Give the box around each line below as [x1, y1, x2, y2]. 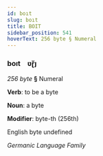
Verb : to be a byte [7, 88, 58, 96]
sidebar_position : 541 [7, 29, 72, 36]
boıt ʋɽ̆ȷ [7, 59, 37, 69]
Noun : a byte [7, 101, 45, 110]
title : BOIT [7, 23, 41, 30]
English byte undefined [7, 128, 73, 136]
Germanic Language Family [7, 142, 86, 150]
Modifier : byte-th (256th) [7, 115, 79, 123]
